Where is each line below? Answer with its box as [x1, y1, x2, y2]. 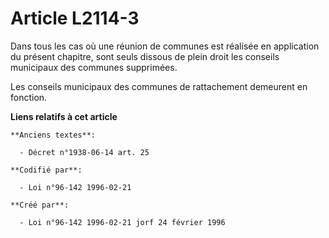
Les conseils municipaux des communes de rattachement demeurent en [10, 80, 308, 92]
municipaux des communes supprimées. [10, 61, 178, 73]
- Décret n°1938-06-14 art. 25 [19, 147, 150, 157]
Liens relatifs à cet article [10, 110, 118, 122]
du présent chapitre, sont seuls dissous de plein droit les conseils [10, 50, 280, 62]
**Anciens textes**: [10, 130, 97, 140]
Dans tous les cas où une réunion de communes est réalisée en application [10, 40, 320, 52]
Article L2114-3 [10, 7, 140, 30]
